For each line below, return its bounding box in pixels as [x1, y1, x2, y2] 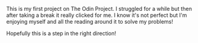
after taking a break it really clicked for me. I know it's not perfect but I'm [6, 12, 187, 19]
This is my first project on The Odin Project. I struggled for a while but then [6, 5, 192, 12]
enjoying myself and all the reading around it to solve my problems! [6, 18, 173, 25]
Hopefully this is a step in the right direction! [6, 30, 117, 37]
